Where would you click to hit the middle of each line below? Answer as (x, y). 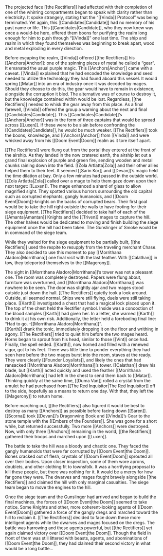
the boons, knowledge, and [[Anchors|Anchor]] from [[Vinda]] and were (77, 135)
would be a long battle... (29, 548)
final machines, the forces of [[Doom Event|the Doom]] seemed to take (76, 502)
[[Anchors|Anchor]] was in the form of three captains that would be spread (80, 120)
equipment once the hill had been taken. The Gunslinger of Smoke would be (81, 227)
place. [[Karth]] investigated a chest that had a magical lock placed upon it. (80, 303)
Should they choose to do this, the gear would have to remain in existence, (80, 89)
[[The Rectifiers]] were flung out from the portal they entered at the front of (81, 150)
